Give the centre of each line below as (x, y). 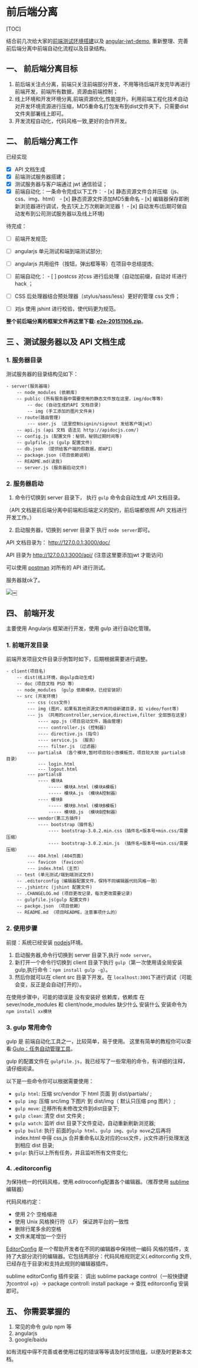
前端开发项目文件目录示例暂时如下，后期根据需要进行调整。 (78, 659)
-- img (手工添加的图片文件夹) (61, 411)
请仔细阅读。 (22, 1068)
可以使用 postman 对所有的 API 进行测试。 (57, 567)
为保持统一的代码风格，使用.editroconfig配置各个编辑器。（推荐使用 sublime (98, 1182)
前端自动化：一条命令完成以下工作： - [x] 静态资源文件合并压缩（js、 (98, 191)
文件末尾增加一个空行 (40, 1236)
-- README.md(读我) (40, 461)
